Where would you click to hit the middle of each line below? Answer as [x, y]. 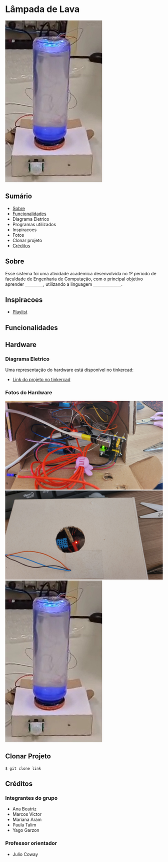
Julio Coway [25, 854]
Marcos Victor [27, 814]
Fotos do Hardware [29, 393]
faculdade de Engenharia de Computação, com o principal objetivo [74, 279]
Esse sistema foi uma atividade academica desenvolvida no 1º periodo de [81, 273]
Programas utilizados [34, 224]
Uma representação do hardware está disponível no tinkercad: [69, 370]
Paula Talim [24, 825]
